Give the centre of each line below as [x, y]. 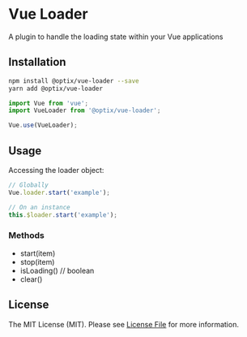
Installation [37, 62]
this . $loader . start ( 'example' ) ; [63, 215]
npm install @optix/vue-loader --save [74, 81]
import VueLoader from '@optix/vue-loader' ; [85, 110]
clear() [31, 279]
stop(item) [37, 261]
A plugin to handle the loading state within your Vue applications [116, 37]
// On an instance [39, 207]
